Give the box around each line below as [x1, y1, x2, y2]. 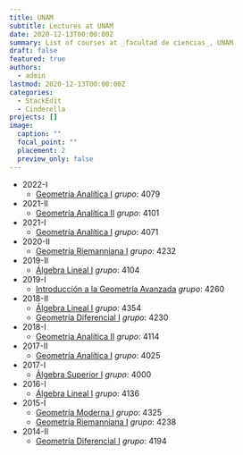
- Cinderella [17, 105, 66, 114]
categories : [9, 88, 54, 97]
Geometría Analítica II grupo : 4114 [35, 331, 160, 341]
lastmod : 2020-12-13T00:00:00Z [9, 80, 126, 88]
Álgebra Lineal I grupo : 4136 [35, 388, 140, 399]
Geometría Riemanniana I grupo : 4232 [35, 245, 177, 256]
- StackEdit [17, 96, 63, 105]
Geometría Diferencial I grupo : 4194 [35, 435, 167, 446]
